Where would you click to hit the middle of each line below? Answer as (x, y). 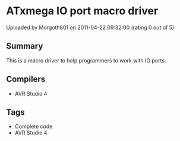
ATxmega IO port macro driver (82, 11)
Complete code (34, 127)
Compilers (26, 79)
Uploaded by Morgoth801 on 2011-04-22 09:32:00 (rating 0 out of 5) (90, 27)
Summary (25, 46)
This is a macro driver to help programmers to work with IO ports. (86, 60)
